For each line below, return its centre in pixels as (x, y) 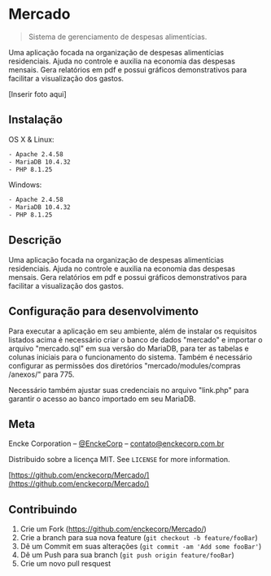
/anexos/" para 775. (42, 374)
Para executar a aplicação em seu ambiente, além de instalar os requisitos (133, 331)
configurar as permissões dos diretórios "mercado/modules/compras (125, 365)
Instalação (36, 120)
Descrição (35, 240)
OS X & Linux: (31, 139)
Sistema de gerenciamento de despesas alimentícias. (118, 37)
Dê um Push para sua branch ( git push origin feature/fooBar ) (127, 555)
